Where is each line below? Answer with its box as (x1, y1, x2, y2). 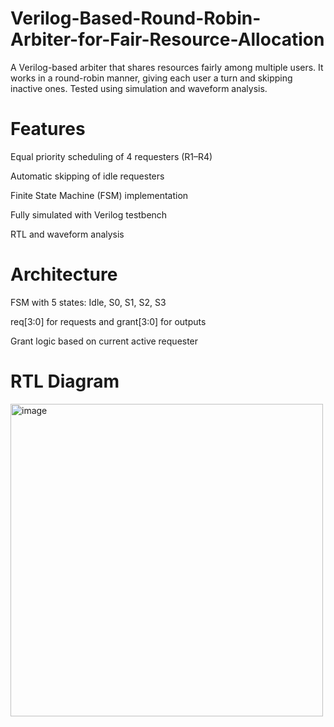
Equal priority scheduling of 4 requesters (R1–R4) (10, 150, 213, 162)
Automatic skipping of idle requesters (10, 170, 165, 182)
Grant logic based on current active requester (10, 335, 199, 347)
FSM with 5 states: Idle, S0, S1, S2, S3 (10, 296, 167, 308)
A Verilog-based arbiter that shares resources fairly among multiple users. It (10, 61, 324, 73)
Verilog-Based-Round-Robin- (10, 7, 262, 30)
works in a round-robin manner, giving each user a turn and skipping (10, 72, 293, 84)
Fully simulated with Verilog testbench (10, 208, 168, 221)
